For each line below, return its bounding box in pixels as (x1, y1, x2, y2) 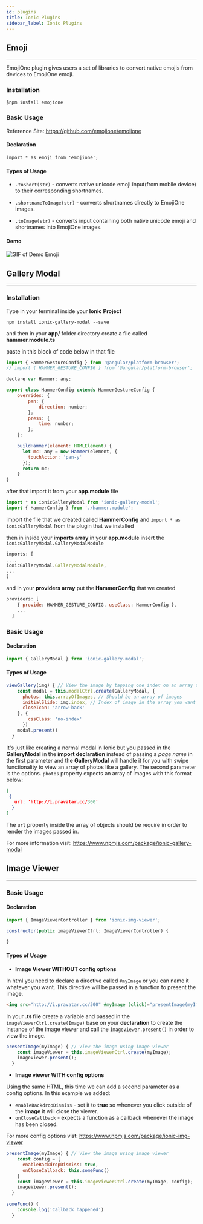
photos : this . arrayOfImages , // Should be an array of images (22, 694, 182, 700)
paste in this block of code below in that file (6, 347, 115, 355)
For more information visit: (6, 840, 72, 847)
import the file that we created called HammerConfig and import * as (6, 516, 181, 523)
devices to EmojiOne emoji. (6, 71, 74, 78)
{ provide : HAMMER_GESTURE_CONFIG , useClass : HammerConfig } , (17, 602, 177, 608)
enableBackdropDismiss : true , (22, 1162, 98, 1168)
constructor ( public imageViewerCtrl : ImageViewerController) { (6, 927, 169, 934)
